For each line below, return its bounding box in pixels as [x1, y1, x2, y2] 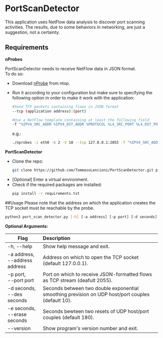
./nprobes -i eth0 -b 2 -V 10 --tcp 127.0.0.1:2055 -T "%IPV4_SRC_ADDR [12, 140, 160, 145]
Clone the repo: [12, 158, 44, 164]
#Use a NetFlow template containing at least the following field [12, 118, 149, 122]
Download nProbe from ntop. [12, 80, 70, 86]
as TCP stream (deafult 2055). [43, 277, 113, 284]
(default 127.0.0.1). [43, 260, 88, 267]
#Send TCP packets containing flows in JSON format [12, 104, 119, 109]
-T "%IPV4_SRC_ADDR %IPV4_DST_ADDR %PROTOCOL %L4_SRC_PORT [12, 122, 134, 127]
